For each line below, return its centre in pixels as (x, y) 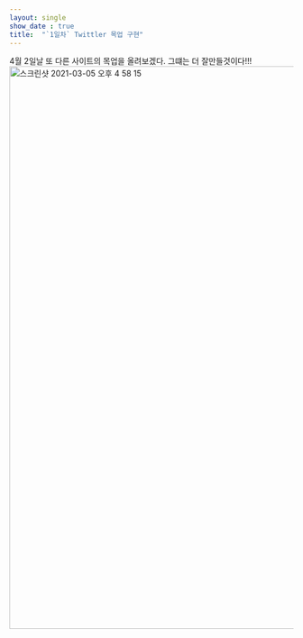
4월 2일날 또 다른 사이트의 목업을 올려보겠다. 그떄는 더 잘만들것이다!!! (131, 61)
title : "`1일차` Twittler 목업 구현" (77, 34)
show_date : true (42, 26)
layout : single (38, 18)
